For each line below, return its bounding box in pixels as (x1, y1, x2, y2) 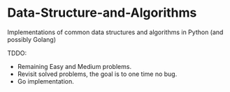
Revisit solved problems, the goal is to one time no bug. (17, 70, 178, 78)
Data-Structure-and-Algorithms (7, 5, 197, 21)
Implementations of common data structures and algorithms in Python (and (7, 28, 224, 36)
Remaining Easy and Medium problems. (17, 62, 131, 70)
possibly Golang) (7, 35, 57, 43)
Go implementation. (17, 77, 75, 85)
